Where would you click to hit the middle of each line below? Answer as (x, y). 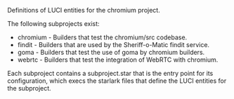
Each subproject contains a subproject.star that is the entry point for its (110, 73)
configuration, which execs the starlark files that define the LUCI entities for (117, 81)
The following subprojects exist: (53, 24)
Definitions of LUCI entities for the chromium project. (84, 10)
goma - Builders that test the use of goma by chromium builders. (111, 52)
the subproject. (29, 88)
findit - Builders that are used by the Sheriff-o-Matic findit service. (113, 45)
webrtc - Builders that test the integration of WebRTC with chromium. (118, 60)
